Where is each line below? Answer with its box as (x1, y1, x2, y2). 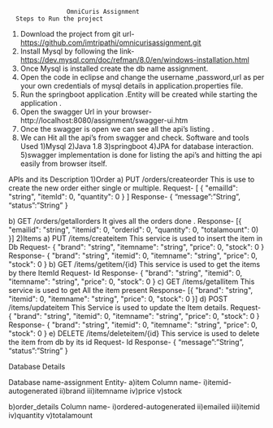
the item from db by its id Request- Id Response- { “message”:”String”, (8, 338, 245, 347)
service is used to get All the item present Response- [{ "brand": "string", (8, 286, 253, 295)
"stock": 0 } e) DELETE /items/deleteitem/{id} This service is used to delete (8, 329, 260, 338)
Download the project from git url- (19, 29, 136, 38)
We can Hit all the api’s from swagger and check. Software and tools (19, 133, 249, 142)
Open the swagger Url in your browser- (19, 107, 152, 116)
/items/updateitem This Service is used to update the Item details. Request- (8, 303, 262, 312)
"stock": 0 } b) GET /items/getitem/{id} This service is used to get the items (8, 260, 261, 269)
